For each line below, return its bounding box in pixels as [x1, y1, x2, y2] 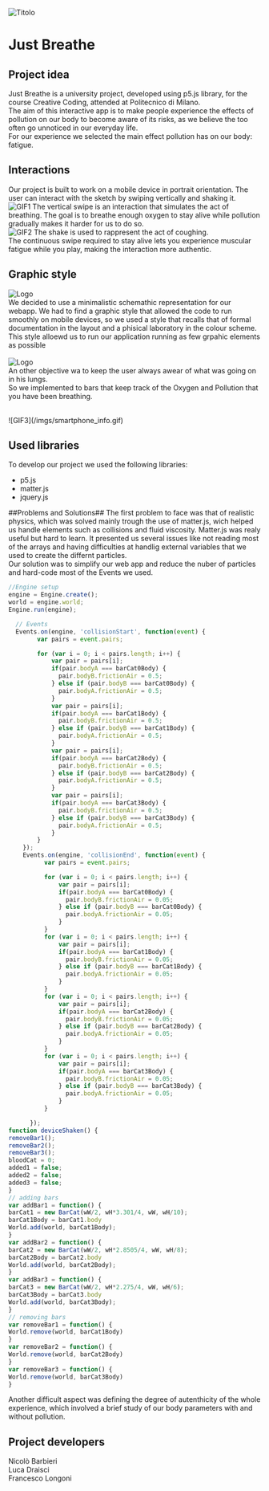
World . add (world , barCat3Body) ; [8, 1297, 116, 1306]
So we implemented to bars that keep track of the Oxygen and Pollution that [8, 382, 259, 393]
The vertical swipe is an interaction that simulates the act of [32, 202, 230, 211]
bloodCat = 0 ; [8, 1156, 56, 1164]
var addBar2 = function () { [8, 1238, 102, 1246]
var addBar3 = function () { [8, 1276, 102, 1284]
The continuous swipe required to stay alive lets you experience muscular [8, 235, 252, 245]
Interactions [8, 163, 70, 177]
